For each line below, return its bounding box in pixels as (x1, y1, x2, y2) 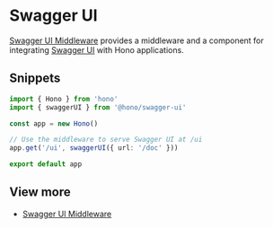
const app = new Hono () (9, 118, 99, 128)
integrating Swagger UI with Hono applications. (9, 44, 184, 55)
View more (9, 185, 72, 200)
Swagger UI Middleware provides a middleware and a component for (9, 35, 265, 46)
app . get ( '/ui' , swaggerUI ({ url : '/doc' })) (9, 144, 179, 153)
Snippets (9, 71, 61, 86)
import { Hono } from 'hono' (9, 94, 119, 103)
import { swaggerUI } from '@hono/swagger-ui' (9, 102, 187, 112)
